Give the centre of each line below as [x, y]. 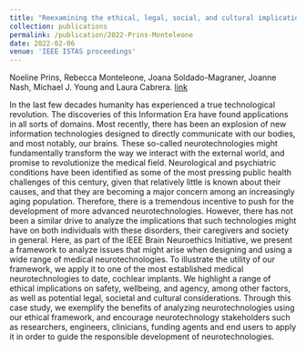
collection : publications [58, 26]
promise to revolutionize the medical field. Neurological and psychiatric [143, 163]
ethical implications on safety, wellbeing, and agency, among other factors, [150, 288]
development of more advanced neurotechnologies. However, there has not [151, 211]
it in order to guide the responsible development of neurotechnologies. [142, 336]
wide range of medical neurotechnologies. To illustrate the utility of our [143, 259]
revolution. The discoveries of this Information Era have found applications [149, 115]
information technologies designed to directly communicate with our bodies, [153, 134]
